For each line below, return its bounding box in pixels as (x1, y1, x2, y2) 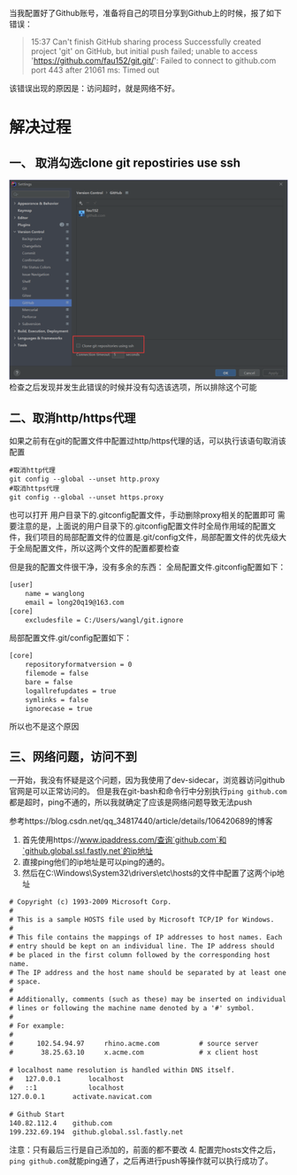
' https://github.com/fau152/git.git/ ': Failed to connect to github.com (30, 56, 277, 66)
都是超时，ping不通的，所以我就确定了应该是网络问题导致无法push (9, 796, 253, 808)
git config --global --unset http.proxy (9, 475, 161, 484)
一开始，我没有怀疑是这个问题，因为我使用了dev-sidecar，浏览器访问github (9, 774, 286, 785)
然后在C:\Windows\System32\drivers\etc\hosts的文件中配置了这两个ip (21, 867, 278, 878)
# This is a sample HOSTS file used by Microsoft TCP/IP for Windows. (9, 915, 275, 924)
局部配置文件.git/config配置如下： (9, 632, 133, 644)
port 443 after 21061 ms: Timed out (30, 65, 160, 75)
